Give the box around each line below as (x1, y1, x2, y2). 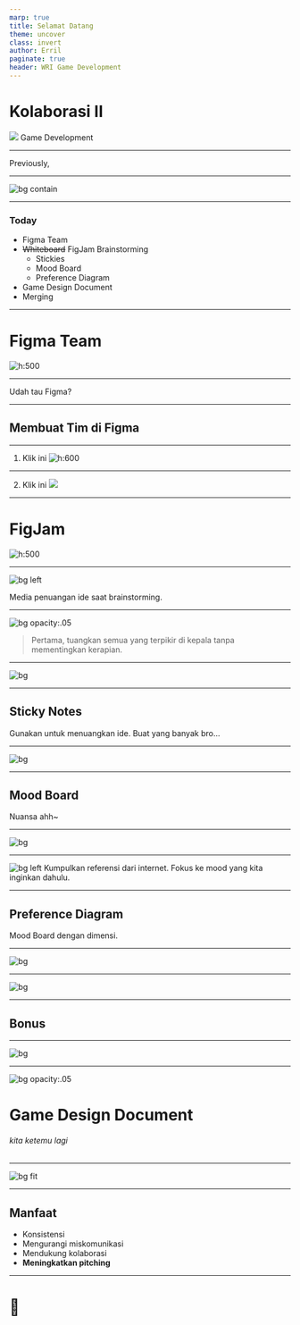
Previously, (9, 157, 50, 168)
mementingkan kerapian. (30, 644, 123, 655)
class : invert (9, 38, 62, 47)
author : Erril (9, 46, 62, 55)
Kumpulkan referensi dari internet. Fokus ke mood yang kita (43, 863, 263, 874)
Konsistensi (21, 1229, 65, 1240)
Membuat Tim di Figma (9, 421, 140, 436)
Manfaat (9, 1205, 57, 1220)
